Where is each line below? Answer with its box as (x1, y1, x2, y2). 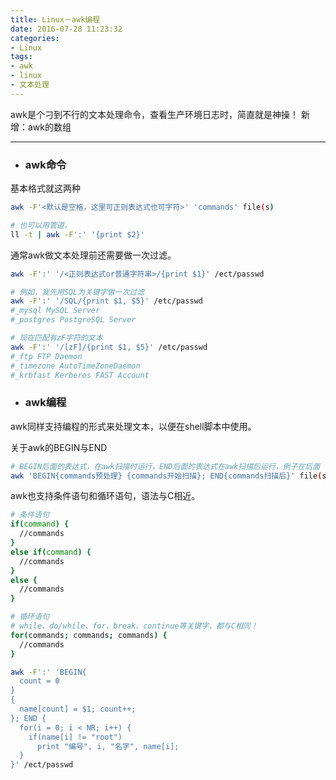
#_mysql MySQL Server (10, 306, 101, 316)
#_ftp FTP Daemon (10, 351, 83, 361)
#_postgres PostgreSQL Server (10, 315, 137, 325)
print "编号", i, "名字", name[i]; (36, 741, 180, 751)
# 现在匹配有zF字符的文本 (10, 333, 103, 343)
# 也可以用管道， (10, 220, 72, 230)
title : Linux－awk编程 (10, 14, 101, 25)
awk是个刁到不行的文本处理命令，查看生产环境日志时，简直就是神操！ (10, 108, 300, 120)
